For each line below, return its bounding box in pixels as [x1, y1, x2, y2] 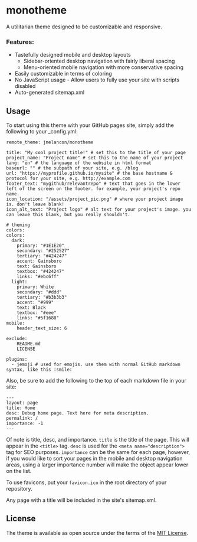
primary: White [17, 284, 54, 290]
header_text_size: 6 [17, 325, 67, 331]
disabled [14, 83, 36, 90]
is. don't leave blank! [6, 201, 65, 207]
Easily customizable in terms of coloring [14, 70, 112, 77]
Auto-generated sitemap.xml [14, 89, 84, 96]
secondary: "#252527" [17, 248, 70, 254]
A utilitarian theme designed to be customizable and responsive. [6, 23, 162, 30]
